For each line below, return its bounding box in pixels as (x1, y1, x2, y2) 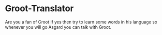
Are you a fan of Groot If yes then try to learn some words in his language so (5, 19, 158, 25)
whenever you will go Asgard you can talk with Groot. (5, 24, 112, 30)
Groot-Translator (5, 3, 74, 14)
